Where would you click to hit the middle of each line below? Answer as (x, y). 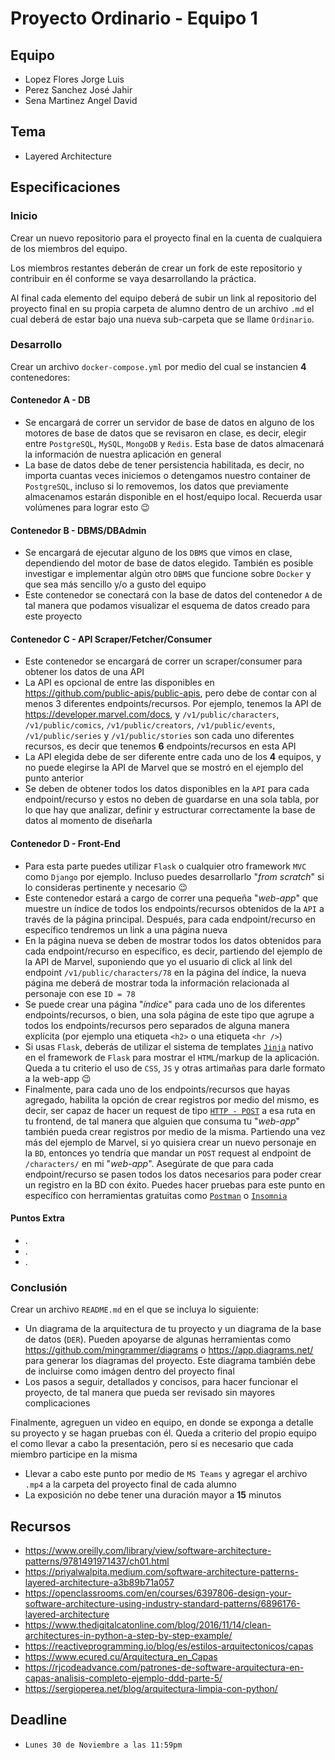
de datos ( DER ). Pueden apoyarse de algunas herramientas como (158, 1339)
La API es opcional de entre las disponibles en (119, 683)
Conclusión (39, 1287)
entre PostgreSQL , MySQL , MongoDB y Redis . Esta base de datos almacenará (174, 443)
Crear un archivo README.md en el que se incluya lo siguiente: (135, 1309)
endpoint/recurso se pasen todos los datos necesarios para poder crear (173, 1174)
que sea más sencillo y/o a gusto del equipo (115, 584)
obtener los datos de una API (84, 672)
